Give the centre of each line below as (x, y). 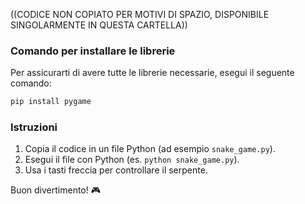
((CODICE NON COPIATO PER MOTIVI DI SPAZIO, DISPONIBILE (140, 14)
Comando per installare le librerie (93, 51)
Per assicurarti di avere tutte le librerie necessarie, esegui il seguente (152, 73)
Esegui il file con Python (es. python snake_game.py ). (132, 160)
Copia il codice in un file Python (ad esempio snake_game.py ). (150, 149)
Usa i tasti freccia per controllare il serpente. (116, 170)
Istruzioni (34, 127)
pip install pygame (51, 102)
